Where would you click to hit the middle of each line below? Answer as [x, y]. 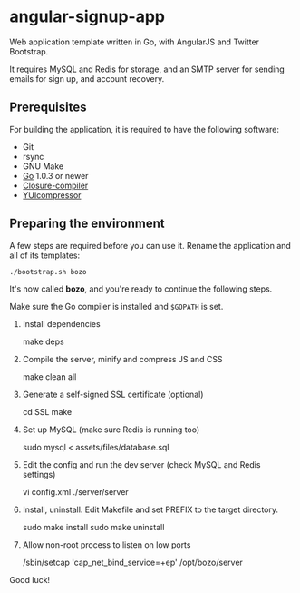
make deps [44, 341]
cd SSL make [47, 411]
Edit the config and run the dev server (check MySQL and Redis [141, 464]
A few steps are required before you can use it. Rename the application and [150, 245]
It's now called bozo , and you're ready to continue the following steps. [141, 289]
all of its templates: [44, 255]
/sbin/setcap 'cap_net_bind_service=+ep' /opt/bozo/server [132, 562]
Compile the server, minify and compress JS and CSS [123, 359]
